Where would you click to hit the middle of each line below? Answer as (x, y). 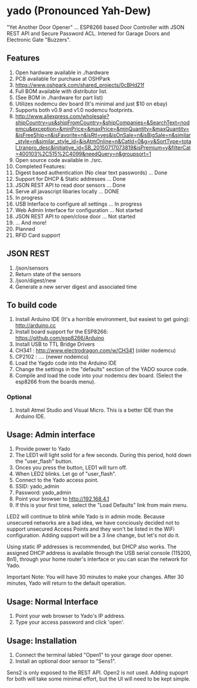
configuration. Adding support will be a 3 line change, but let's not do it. (94, 535)
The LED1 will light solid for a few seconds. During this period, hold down (103, 455)
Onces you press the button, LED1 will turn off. (71, 468)
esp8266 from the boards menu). (55, 382)
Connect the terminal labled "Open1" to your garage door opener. (94, 655)
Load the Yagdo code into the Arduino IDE (66, 363)
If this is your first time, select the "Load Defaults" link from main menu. (101, 505)
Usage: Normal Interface (52, 602)
